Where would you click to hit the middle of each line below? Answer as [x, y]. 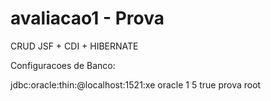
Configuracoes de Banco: [63, 65]
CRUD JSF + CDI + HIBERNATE [74, 46]
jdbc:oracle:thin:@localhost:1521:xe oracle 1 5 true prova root [136, 84]
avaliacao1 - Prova [87, 18]
